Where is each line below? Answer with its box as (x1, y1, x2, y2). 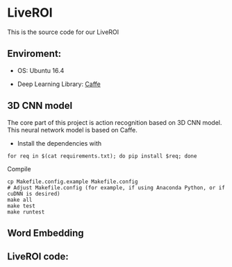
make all (7, 196, 33, 203)
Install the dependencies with (17, 139, 102, 147)
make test (7, 203, 36, 209)
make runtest (7, 208, 45, 216)
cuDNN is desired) (7, 190, 60, 197)
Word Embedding (7, 227, 85, 239)
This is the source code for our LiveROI (7, 28, 119, 36)
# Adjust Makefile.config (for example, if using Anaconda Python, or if (7, 184, 226, 191)
